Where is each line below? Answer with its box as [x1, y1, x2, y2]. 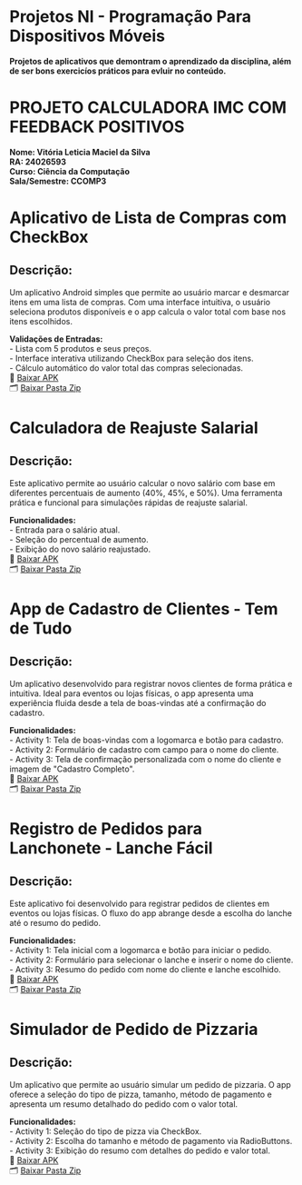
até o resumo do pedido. [9, 917, 102, 928]
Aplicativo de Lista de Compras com [9, 207, 287, 228]
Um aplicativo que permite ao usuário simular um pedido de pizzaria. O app [9, 1079, 292, 1090]
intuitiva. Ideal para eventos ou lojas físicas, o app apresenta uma [9, 688, 254, 699]
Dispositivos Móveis [9, 25, 166, 46]
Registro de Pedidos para [9, 819, 202, 840]
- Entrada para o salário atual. [9, 524, 121, 535]
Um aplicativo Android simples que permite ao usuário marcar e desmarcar [9, 286, 290, 297]
